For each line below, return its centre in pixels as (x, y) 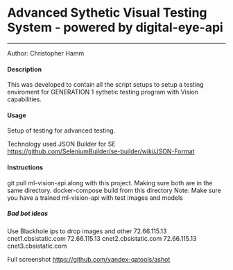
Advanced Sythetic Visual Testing (107, 13)
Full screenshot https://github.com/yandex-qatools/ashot (89, 259)
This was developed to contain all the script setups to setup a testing (105, 85)
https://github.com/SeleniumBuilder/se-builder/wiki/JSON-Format (101, 151)
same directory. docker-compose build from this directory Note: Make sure (114, 190)
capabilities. (24, 99)
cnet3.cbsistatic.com (37, 246)
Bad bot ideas (28, 214)
